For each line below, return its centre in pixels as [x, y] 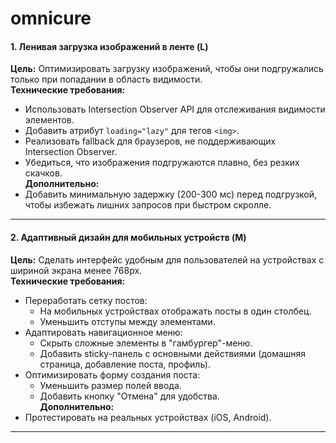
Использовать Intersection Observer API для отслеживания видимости [175, 109]
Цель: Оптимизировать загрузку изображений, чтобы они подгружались [167, 69]
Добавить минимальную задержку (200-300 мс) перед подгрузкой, [171, 194]
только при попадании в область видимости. [106, 79]
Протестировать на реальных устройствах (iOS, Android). [148, 417]
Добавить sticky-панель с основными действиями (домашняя [173, 353]
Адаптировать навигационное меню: [103, 332]
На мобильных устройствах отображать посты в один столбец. [175, 311]
